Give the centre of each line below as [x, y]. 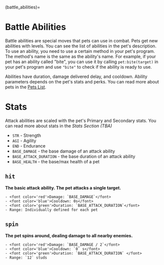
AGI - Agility [24, 141]
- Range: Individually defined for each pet [51, 210]
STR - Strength [27, 135]
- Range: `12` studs [26, 258]
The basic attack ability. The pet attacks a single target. [63, 188]
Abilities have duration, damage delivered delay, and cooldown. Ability [76, 76]
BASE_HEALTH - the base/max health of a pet [56, 161]
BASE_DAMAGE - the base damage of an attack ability [64, 151]
